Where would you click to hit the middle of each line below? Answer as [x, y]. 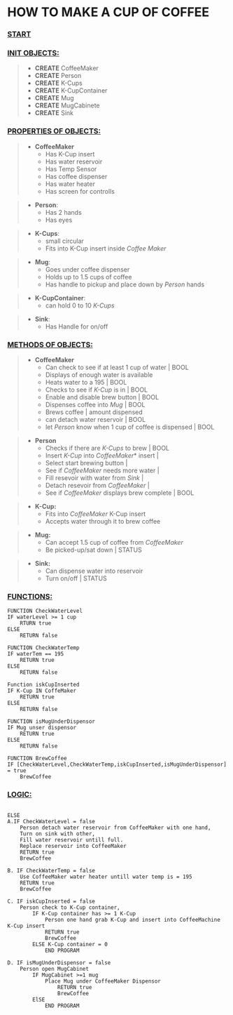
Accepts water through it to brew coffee [103, 521]
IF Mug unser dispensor [42, 728]
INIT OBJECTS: [33, 53]
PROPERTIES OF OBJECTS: [54, 131]
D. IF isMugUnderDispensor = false [59, 962]
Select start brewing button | [86, 463]
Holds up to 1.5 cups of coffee [89, 277]
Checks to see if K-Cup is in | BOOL [97, 390]
